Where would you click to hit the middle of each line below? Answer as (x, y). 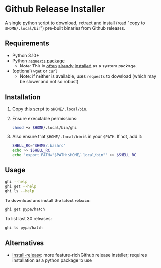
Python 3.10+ (26, 55)
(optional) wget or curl (35, 71)
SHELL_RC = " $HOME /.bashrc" (39, 146)
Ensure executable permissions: (45, 118)
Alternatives (25, 243)
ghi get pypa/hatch (25, 209)
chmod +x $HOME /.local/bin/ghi (44, 127)
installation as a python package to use (52, 260)
